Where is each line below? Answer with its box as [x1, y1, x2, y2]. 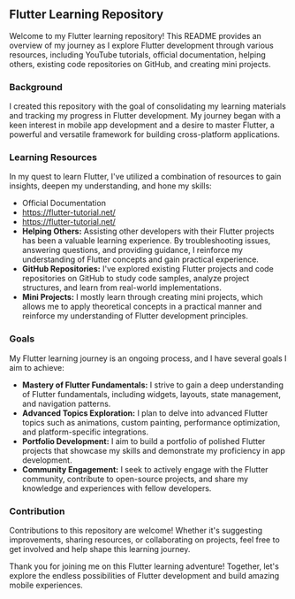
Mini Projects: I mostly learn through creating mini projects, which [21, 292, 263, 303]
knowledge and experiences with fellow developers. [21, 482, 212, 494]
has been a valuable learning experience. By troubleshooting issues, [21, 235, 271, 246]
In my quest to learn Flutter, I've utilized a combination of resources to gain [9, 172, 282, 182]
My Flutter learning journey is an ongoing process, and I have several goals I [9, 353, 287, 364]
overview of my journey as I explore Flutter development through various [9, 40, 274, 50]
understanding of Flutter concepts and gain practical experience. [21, 254, 259, 265]
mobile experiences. [9, 580, 84, 590]
